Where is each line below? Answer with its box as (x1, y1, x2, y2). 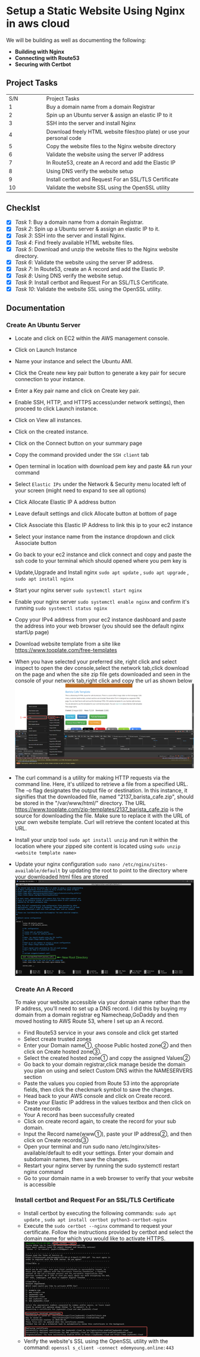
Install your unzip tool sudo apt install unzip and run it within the (14, 837, 178, 844)
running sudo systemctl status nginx (14, 604, 108, 612)
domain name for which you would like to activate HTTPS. (23, 1234, 165, 1242)
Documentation (6, 303, 65, 313)
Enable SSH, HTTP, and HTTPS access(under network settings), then (14, 398, 185, 405)
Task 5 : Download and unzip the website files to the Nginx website (14, 245, 179, 252)
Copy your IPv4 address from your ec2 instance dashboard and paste (14, 616, 186, 623)
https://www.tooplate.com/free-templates (14, 646, 117, 653)
